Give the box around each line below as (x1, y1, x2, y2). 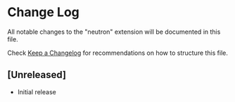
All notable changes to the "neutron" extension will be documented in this (7, 27, 221, 36)
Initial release (17, 87, 56, 96)
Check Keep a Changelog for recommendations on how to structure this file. (7, 49, 229, 57)
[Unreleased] (7, 69, 67, 81)
